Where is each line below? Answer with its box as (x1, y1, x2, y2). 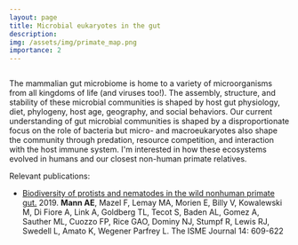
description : (9, 29, 58, 38)
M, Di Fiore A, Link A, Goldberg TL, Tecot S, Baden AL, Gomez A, (21, 207, 260, 217)
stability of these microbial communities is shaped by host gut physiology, (9, 97, 280, 107)
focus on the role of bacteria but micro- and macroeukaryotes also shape (9, 125, 278, 136)
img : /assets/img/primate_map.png (9, 37, 138, 47)
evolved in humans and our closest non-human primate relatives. (9, 154, 247, 164)
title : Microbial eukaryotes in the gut (9, 21, 162, 30)
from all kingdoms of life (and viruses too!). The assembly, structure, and (9, 88, 276, 99)
